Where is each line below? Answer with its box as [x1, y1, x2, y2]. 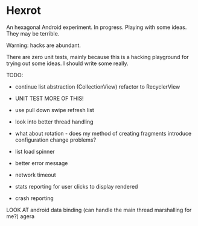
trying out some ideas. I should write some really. [6, 60, 129, 67]
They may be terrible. [6, 30, 60, 37]
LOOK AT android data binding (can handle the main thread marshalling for [6, 206, 192, 213]
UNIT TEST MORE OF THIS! [14, 95, 84, 102]
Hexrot [6, 4, 41, 17]
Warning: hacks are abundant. [6, 42, 81, 49]
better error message [14, 159, 68, 166]
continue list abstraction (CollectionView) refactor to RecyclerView [14, 83, 180, 90]
